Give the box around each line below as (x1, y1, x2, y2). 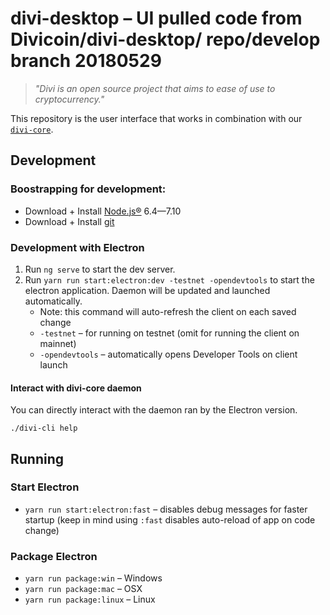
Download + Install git (24, 215, 115, 227)
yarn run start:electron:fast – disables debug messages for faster (24, 503, 308, 515)
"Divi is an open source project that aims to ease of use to (34, 82, 276, 94)
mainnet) (39, 337, 77, 349)
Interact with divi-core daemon (10, 382, 142, 394)
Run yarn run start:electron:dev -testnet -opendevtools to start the (24, 273, 315, 286)
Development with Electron (10, 240, 145, 254)
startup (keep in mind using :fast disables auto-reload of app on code (24, 513, 316, 526)
